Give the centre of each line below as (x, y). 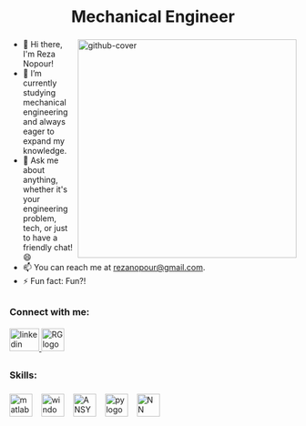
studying (39, 93)
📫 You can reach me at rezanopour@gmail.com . (114, 268)
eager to (38, 132)
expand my (44, 141)
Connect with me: (50, 311)
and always (44, 122)
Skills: (24, 375)
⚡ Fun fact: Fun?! (54, 281)
